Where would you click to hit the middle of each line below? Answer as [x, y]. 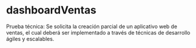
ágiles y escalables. [30, 39]
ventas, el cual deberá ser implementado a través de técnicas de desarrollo [98, 32]
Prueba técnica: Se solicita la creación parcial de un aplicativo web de [92, 26]
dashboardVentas [51, 10]
